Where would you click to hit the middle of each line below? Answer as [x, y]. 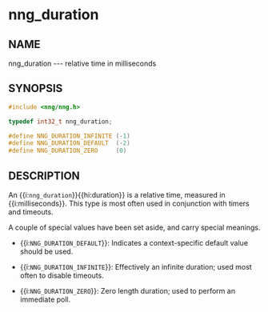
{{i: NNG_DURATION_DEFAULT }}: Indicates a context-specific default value [134, 243]
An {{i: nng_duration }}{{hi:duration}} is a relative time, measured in [117, 195]
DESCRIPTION [44, 176]
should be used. [46, 251]
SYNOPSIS [36, 88]
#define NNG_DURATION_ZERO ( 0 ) [68, 151]
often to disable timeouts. [62, 275]
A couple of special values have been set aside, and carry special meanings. [135, 227]
